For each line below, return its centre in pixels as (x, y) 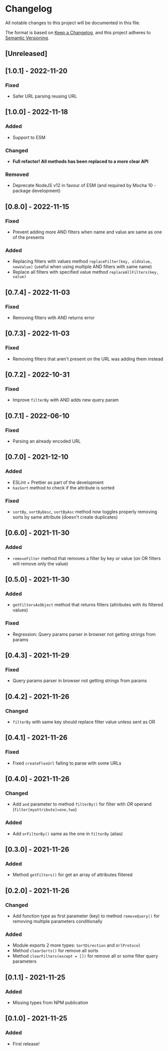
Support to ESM (29, 137)
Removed (17, 174)
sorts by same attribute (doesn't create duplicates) (65, 517)
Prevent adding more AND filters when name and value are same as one (87, 232)
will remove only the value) (40, 564)
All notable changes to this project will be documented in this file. (73, 23)
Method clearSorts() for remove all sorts (55, 951)
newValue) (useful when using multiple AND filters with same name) (82, 267)
